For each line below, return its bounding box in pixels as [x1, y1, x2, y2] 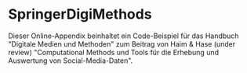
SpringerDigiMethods [8, 5, 152, 23]
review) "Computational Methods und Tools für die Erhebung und [8, 47, 220, 57]
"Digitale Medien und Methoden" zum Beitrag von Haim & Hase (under [8, 39, 236, 48]
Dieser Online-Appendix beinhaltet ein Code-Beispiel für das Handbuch [8, 31, 239, 40]
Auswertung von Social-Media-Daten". [8, 56, 133, 65]
